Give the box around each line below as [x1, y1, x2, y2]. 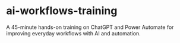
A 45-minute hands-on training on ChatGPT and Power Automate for [6, 24, 174, 31]
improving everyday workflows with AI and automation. [6, 29, 141, 37]
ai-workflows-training [6, 4, 118, 18]
